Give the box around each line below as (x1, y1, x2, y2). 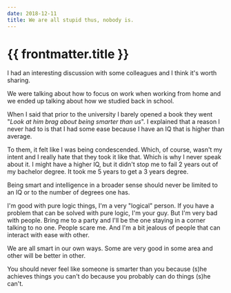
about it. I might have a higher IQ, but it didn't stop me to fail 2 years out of (7, 160, 219, 169)
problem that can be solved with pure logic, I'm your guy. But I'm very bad (7, 209, 218, 217)
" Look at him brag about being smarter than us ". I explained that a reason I (7, 118, 221, 126)
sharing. (7, 77, 31, 85)
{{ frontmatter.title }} (7, 46, 130, 62)
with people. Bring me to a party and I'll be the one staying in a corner (7, 216, 205, 225)
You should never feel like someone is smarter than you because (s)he (7, 265, 208, 273)
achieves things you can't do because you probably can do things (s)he (7, 272, 211, 281)
